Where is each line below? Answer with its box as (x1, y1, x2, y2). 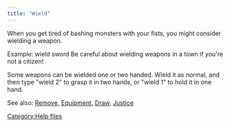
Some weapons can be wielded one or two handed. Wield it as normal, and (7, 70, 220, 79)
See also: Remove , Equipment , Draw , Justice (7, 98, 134, 107)
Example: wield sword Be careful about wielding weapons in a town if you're (7, 50, 224, 58)
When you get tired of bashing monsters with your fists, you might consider (7, 29, 222, 37)
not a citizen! (7, 57, 44, 66)
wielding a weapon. (7, 36, 63, 45)
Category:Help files (7, 112, 63, 120)
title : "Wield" (7, 10, 51, 17)
